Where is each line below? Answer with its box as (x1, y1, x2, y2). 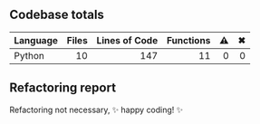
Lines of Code (96, 33, 159, 46)
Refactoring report (9, 81, 116, 96)
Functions (166, 33, 211, 46)
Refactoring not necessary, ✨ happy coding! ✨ (9, 104, 184, 115)
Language (14, 33, 59, 46)
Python (14, 49, 45, 62)
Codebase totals (9, 7, 104, 23)
